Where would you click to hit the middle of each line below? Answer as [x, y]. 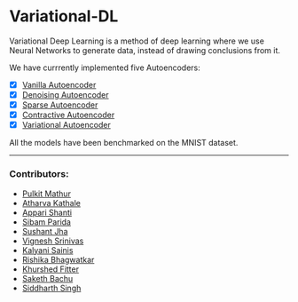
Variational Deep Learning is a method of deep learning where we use [137, 41]
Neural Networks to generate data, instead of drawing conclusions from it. [145, 50]
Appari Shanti [47, 212]
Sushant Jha [45, 231]
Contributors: [39, 174]
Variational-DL [64, 16]
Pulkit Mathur [46, 194]
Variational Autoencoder [66, 125]
